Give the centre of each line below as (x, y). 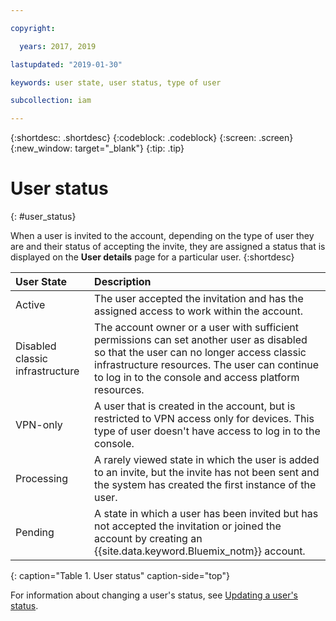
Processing (42, 479)
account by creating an (148, 539)
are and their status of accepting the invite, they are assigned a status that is (168, 247)
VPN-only (39, 425)
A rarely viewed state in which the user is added (207, 460)
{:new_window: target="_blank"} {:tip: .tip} (97, 148)
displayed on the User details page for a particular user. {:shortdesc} (152, 257)
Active (30, 305)
